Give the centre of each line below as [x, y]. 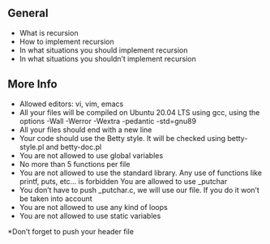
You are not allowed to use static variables [90, 216]
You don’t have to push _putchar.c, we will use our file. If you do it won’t [139, 190]
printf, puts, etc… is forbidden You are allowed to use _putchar [123, 181]
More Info [32, 84]
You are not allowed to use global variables [91, 155]
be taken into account [56, 199]
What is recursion [49, 32]
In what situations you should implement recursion [103, 50]
